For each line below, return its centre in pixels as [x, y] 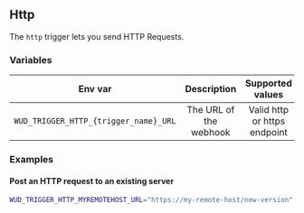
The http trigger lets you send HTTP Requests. [97, 36]
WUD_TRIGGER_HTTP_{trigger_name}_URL [95, 121]
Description [211, 89]
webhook [210, 133]
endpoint [268, 133]
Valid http [269, 110]
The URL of [211, 110]
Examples [32, 160]
